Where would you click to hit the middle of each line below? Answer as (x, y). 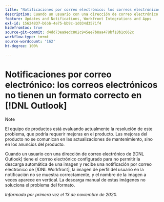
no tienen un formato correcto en (73, 95)
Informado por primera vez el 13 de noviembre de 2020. (61, 194)
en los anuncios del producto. (35, 144)
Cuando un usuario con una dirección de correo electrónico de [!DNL (75, 154)
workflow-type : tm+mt (27, 37)
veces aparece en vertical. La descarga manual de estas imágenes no (75, 180)
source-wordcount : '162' (30, 42)
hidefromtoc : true (24, 28)
